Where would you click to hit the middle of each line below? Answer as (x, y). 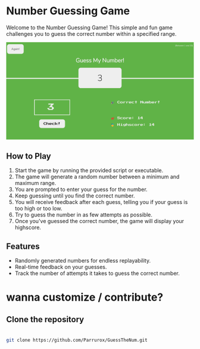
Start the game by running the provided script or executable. (89, 171)
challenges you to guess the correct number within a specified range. (91, 33)
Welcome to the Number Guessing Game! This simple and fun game (90, 27)
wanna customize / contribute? (85, 297)
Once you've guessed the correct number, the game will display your (99, 221)
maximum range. (35, 183)
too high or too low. (38, 209)
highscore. (28, 227)
